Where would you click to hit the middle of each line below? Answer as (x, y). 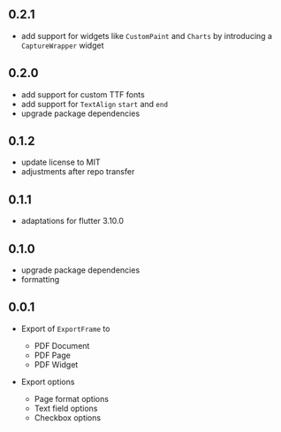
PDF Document (62, 345)
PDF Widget (56, 364)
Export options (48, 382)
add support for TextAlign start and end (95, 104)
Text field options (66, 408)
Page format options (72, 398)
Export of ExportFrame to (65, 328)
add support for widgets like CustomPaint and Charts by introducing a (147, 35)
